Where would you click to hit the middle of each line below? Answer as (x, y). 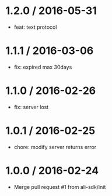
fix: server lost (31, 107)
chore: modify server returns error (55, 147)
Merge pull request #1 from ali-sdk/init (60, 187)
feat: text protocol (35, 27)
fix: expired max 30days (43, 67)
